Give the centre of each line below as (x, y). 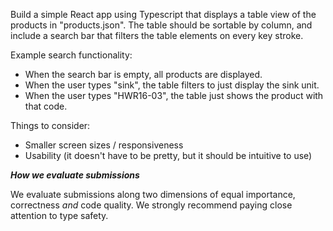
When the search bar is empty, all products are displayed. (143, 74)
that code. (46, 106)
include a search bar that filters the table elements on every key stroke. (157, 35)
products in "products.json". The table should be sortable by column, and (161, 25)
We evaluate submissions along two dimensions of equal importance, (153, 194)
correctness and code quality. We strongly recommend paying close (151, 205)
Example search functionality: (71, 55)
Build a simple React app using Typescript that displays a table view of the (163, 14)
